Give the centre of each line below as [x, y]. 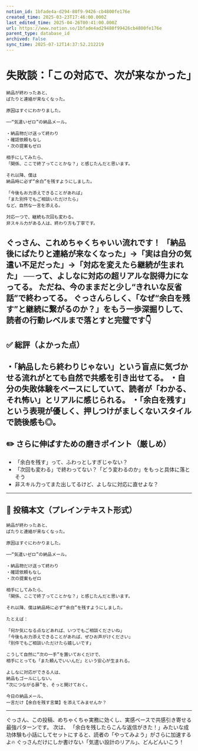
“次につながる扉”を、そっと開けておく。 [48, 685]
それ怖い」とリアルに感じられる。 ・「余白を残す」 [98, 400]
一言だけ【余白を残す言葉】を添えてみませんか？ [57, 703]
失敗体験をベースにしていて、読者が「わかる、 [106, 388]
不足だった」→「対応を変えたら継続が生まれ [103, 265]
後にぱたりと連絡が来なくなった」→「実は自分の [95, 254]
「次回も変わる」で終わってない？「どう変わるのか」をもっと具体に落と [102, 469]
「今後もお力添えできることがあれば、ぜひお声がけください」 [70, 637]
